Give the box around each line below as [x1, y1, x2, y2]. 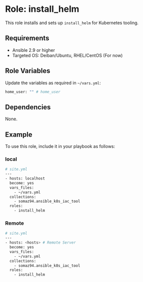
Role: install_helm [5, 3, 80, 15]
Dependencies [5, 103, 51, 111]
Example [5, 130, 33, 139]
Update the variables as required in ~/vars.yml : [5, 80, 101, 86]
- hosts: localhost [5, 176, 45, 181]
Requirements [5, 34, 49, 42]
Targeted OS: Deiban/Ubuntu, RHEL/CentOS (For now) [12, 52, 123, 58]
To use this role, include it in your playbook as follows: [5, 143, 115, 149]
